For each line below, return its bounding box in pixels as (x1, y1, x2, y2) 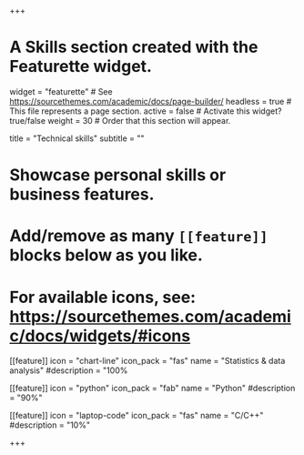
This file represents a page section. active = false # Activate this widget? (9, 106, 282, 116)
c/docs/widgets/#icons (9, 325, 191, 346)
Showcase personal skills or (9, 165, 227, 186)
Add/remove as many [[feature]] (9, 226, 269, 247)
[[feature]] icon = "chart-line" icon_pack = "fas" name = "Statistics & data (9, 356, 286, 367)
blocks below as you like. (9, 245, 203, 266)
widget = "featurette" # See (9, 86, 113, 96)
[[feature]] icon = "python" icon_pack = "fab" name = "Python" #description (9, 383, 296, 394)
